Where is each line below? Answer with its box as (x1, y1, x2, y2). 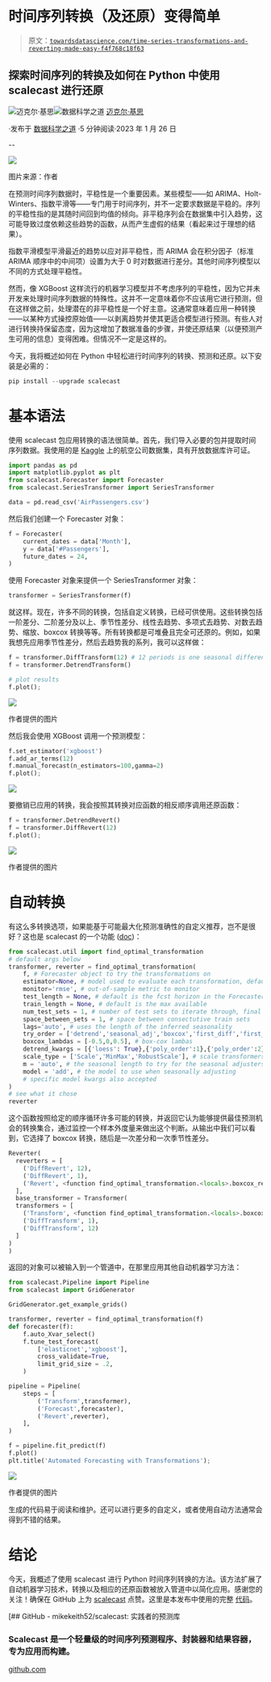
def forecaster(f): (8, 1322, 74, 1330)
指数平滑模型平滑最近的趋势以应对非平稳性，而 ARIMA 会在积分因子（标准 (8, 246, 254, 256)
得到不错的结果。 (8, 1514, 65, 1524)
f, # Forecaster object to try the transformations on (23, 970, 211, 978)
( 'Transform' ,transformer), (37, 1397, 131, 1405)
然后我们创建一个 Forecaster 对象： (8, 514, 127, 523)
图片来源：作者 (8, 171, 58, 181)
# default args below (8, 955, 81, 964)
